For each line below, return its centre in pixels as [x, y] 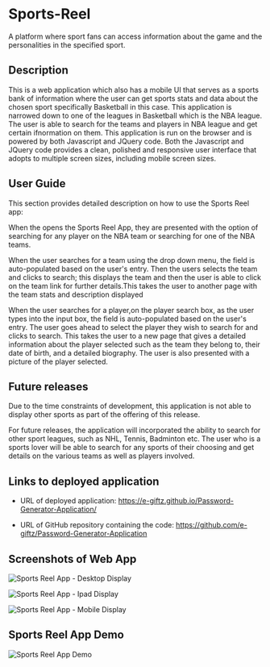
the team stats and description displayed [76, 294]
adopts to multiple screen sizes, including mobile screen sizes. [112, 158]
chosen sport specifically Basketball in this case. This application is [120, 106]
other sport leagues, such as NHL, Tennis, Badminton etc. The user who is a [135, 439]
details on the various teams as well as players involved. [102, 456]
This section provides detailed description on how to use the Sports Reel [129, 203]
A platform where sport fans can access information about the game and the [135, 36]
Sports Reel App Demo [66, 635]
